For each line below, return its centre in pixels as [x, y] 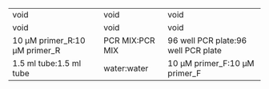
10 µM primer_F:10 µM [211, 63]
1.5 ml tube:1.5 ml [47, 63]
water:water [126, 68]
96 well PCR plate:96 [207, 41]
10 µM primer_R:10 [49, 41]
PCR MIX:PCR [129, 41]
